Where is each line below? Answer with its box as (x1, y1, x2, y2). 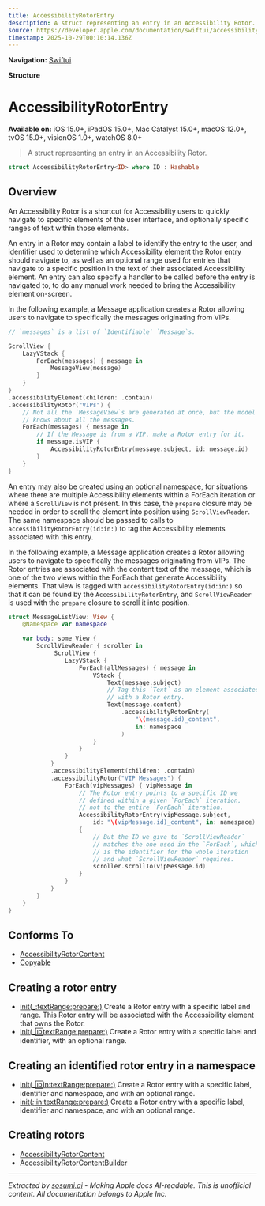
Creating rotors (8, 1128, 85, 1142)
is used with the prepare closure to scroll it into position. (8, 598, 190, 607)
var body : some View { (22, 634, 97, 643)
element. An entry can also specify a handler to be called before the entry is (8, 272, 256, 282)
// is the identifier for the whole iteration (92, 848, 248, 856)
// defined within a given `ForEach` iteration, (78, 796, 242, 804)
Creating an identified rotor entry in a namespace (8, 1059, 256, 1072)
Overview (8, 185, 58, 198)
